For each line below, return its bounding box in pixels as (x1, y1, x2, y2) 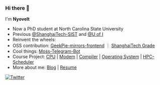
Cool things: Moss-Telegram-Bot (12, 48, 81, 55)
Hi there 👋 (5, 5, 30, 12)
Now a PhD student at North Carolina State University (12, 26, 124, 32)
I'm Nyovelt (5, 16, 30, 22)
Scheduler (12, 59, 34, 65)
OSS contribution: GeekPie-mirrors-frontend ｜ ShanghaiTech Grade (12, 42, 155, 49)
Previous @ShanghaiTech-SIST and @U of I (12, 31, 104, 37)
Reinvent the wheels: (12, 36, 56, 42)
